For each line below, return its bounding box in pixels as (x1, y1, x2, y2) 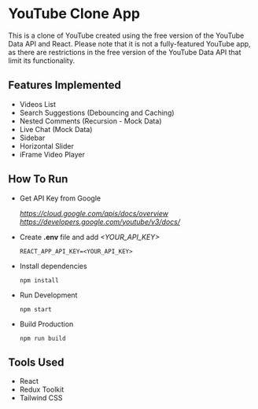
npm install (19, 276, 59, 284)
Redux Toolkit (19, 385, 64, 394)
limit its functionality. (8, 56, 76, 65)
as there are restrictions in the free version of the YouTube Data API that (8, 47, 241, 57)
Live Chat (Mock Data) (19, 124, 93, 134)
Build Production (19, 319, 74, 329)
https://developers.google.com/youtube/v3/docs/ (19, 217, 181, 227)
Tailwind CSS (19, 393, 63, 403)
